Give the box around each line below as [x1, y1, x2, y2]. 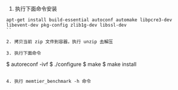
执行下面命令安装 [14, 5, 57, 12]
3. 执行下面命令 [6, 50, 41, 56]
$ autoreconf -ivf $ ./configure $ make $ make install [6, 61, 137, 67]
